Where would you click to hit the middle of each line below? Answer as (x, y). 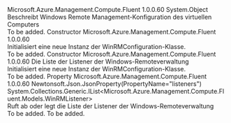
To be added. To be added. (46, 114)
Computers (23, 24)
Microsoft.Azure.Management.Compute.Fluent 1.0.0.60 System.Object (107, 9)
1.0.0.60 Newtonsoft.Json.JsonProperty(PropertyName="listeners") (105, 84)
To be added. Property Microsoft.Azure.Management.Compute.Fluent (107, 76)
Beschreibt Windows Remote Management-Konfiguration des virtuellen (110, 17)
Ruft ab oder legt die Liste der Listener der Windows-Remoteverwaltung (111, 106)
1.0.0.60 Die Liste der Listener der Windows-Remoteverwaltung (98, 61)
